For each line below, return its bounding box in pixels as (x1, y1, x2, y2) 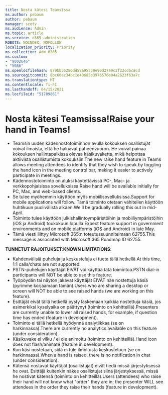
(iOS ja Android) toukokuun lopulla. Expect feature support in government (12, 221, 163, 227)
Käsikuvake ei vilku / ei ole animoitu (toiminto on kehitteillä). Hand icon (12, 336, 157, 342)
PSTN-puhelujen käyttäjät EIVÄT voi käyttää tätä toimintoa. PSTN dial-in (12, 267, 159, 273)
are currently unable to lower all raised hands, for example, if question (12, 310, 157, 316)
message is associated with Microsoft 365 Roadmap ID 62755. (12, 237, 142, 243)
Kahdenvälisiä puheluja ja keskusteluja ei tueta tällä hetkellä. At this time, (12, 256, 161, 262)
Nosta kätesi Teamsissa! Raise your (5, 113, 154, 125)
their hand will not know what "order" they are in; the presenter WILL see (12, 379, 163, 385)
